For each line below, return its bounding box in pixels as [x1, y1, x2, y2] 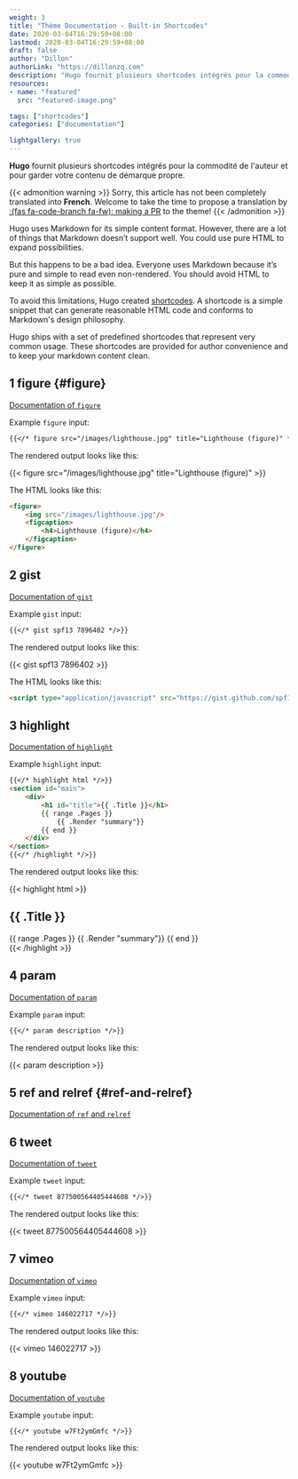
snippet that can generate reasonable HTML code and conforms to [9, 305, 254, 316]
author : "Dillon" [9, 54, 74, 63]
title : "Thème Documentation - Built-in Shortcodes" [9, 21, 208, 30]
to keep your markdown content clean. [9, 350, 151, 361]
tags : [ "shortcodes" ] [9, 112, 90, 121]
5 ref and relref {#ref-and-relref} [9, 1085, 193, 1100]
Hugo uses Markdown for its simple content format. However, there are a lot [9, 223, 286, 234]
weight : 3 [9, 12, 46, 22]
